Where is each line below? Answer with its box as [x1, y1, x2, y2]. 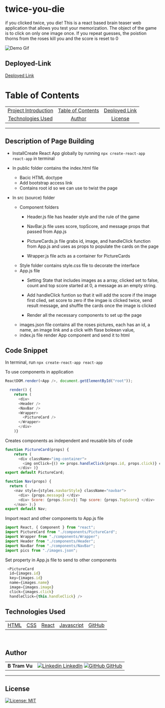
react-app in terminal [12, 155, 55, 161]
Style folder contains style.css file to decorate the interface [19, 262, 140, 268]
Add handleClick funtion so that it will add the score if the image [27, 292, 157, 298]
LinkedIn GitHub [63, 663, 123, 670]
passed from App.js [27, 228, 67, 234]
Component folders [19, 204, 59, 210]
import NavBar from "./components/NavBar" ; [5, 543, 96, 548]
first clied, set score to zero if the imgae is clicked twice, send [27, 297, 152, 303]
